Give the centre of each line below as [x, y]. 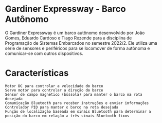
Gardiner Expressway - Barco [65, 9]
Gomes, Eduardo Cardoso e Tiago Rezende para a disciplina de [69, 38]
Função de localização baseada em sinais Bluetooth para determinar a [78, 111]
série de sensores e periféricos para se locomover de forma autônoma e [78, 48]
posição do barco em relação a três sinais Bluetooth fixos [67, 116]
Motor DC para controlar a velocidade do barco [54, 86]
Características [37, 73]
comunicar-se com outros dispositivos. [44, 53]
